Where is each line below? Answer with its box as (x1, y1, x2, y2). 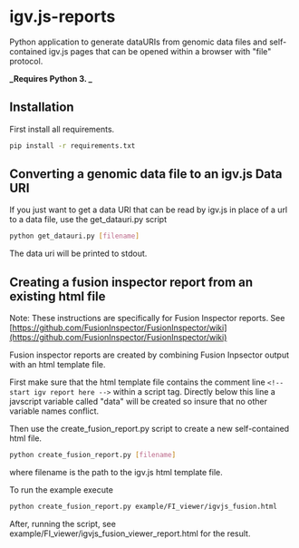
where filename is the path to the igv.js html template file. (9, 467, 224, 477)
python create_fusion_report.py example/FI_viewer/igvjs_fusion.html (9, 502, 278, 511)
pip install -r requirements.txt (9, 141, 136, 151)
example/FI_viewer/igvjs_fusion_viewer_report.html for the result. (9, 528, 251, 539)
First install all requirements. (9, 123, 115, 134)
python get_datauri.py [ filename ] (9, 231, 140, 241)
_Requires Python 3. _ (9, 73, 92, 83)
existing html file (9, 289, 106, 304)
